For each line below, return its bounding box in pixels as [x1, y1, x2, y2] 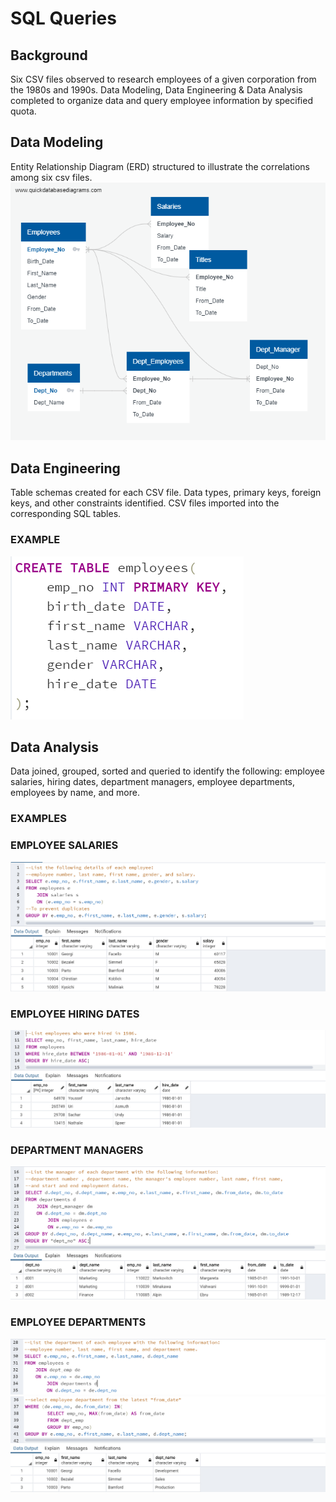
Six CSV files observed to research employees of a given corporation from [10, 73, 317, 85]
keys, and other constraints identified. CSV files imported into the [10, 497, 280, 509]
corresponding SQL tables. [10, 508, 122, 520]
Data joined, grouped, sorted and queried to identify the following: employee [10, 765, 325, 777]
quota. [10, 105, 37, 117]
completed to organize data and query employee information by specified [10, 95, 313, 106]
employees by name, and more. [10, 787, 140, 799]
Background [10, 47, 88, 64]
